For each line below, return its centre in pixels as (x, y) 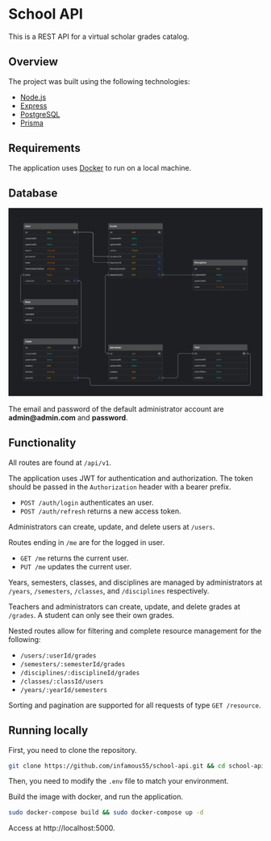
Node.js (33, 97)
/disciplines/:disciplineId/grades (80, 673)
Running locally (48, 731)
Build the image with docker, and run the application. (96, 797)
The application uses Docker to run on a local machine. (100, 167)
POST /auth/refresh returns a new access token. (100, 511)
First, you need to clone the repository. (73, 750)
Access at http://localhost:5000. (62, 828)
